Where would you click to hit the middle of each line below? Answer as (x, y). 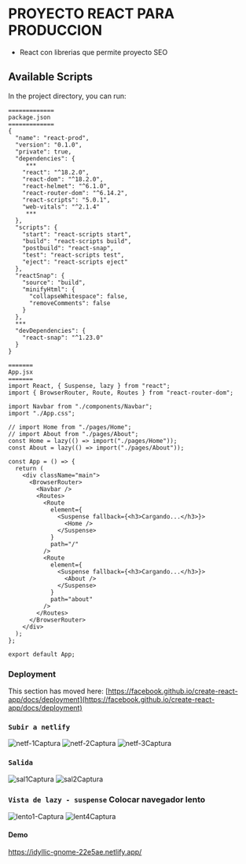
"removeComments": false (70, 303)
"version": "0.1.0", (49, 145)
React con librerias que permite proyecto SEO (94, 52)
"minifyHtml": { (49, 289)
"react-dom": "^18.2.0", (63, 179)
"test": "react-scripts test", (73, 255)
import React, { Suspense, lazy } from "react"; (89, 386)
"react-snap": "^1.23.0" (63, 338)
